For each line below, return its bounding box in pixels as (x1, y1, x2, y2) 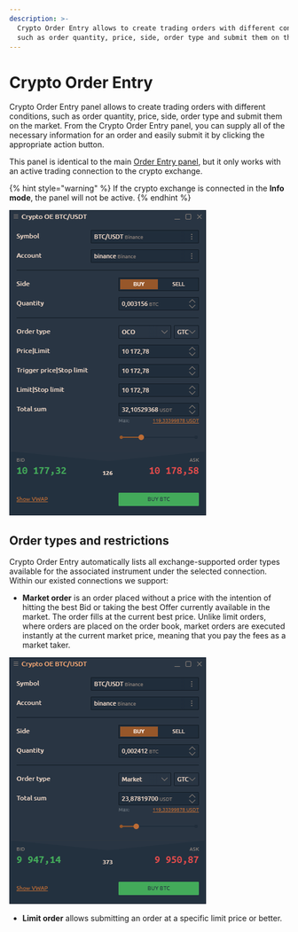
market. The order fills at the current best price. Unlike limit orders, (21, 612, 266, 623)
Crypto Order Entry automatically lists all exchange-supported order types (9, 557, 281, 568)
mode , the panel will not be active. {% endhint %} (9, 192, 192, 203)
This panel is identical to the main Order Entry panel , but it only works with (9, 156, 281, 168)
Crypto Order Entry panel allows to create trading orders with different (9, 102, 266, 113)
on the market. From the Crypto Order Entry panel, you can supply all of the (9, 121, 286, 131)
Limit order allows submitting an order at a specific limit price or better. (21, 913, 283, 924)
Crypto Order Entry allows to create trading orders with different (17, 23, 276, 33)
